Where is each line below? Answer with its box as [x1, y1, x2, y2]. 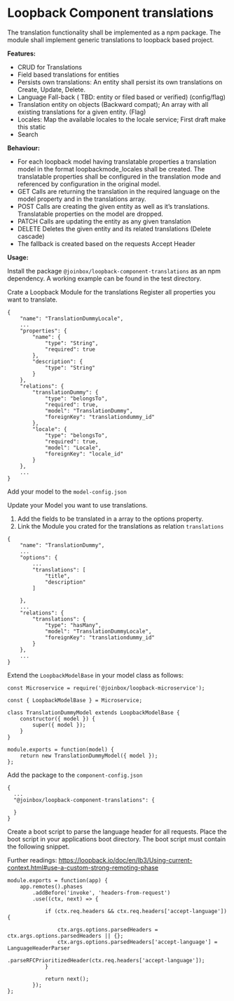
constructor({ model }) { [20, 715, 96, 722]
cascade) [17, 232, 45, 240]
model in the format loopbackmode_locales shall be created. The [17, 164, 205, 173]
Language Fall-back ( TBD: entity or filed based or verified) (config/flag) [17, 93, 226, 101]
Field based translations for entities [17, 70, 120, 79]
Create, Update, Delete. [17, 85, 86, 93]
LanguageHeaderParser [7, 944, 71, 952]
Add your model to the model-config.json [7, 487, 128, 496]
